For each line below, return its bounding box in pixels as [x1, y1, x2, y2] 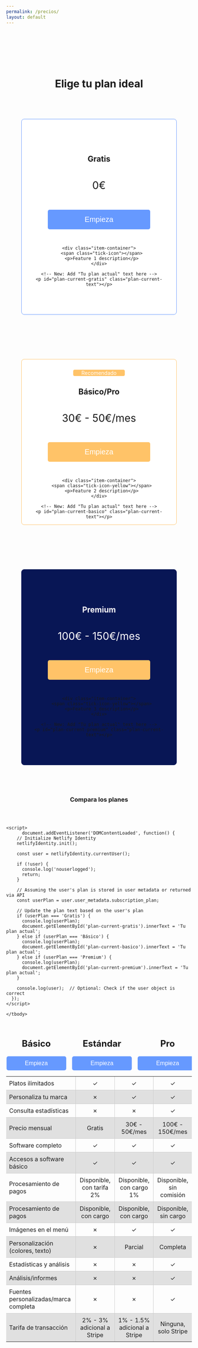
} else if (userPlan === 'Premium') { [16, 954, 112, 961]
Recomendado [81, 370, 117, 377]
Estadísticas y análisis [9, 1260, 70, 1268]
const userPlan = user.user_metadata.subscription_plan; [16, 897, 160, 903]
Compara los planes [70, 796, 128, 804]
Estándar [82, 1038, 122, 1049]
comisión [160, 1191, 186, 1199]
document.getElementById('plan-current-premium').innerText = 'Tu [21, 965, 189, 971]
